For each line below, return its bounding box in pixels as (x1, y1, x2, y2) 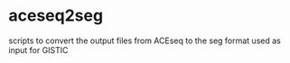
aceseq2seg (8, 5, 104, 26)
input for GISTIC (8, 44, 69, 55)
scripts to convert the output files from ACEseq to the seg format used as (8, 35, 281, 46)
